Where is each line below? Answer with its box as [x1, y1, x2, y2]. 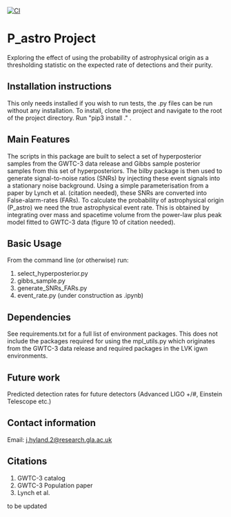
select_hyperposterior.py [17, 270, 88, 278]
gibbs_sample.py [17, 276, 66, 285]
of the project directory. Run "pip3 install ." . [7, 114, 132, 122]
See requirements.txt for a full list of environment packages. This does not [7, 330, 219, 338]
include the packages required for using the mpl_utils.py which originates [7, 337, 215, 345]
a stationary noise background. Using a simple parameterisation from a [7, 181, 209, 190]
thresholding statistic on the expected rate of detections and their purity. [7, 61, 213, 69]
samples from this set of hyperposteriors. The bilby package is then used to [7, 166, 223, 175]
